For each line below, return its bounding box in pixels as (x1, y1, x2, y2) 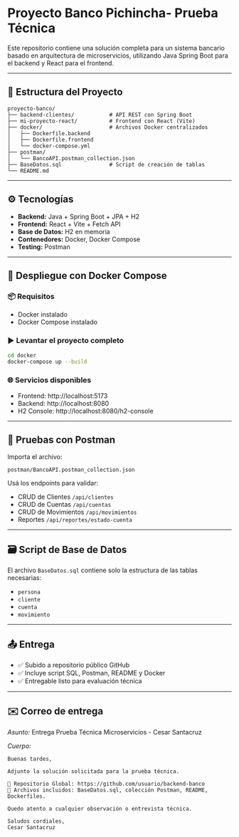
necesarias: (7, 574, 41, 582)
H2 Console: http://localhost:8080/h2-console (17, 406, 154, 415)
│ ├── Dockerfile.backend (7, 130, 91, 137)
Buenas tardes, (7, 755, 53, 762)
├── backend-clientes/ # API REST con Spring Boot (7, 111, 193, 118)
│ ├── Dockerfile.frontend (7, 136, 94, 143)
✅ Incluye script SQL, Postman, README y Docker (17, 669, 166, 678)
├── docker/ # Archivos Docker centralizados (7, 123, 208, 131)
